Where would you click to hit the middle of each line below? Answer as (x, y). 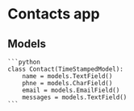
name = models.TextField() (67, 76)
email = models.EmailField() (71, 90)
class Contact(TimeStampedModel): (66, 69)
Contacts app (54, 14)
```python (24, 62)
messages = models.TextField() (75, 97)
